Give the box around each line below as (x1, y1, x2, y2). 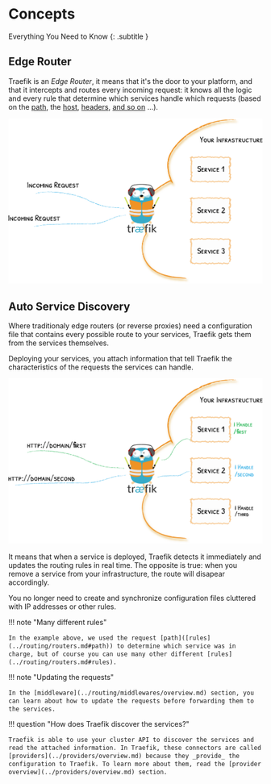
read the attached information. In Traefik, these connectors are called (8, 744, 262, 752)
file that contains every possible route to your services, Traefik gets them (8, 330, 252, 340)
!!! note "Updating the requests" (8, 672, 115, 682)
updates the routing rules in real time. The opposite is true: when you (8, 560, 238, 569)
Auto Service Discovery (8, 299, 131, 313)
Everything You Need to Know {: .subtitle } (8, 31, 149, 41)
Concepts (8, 5, 75, 23)
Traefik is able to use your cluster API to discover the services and (8, 736, 254, 744)
